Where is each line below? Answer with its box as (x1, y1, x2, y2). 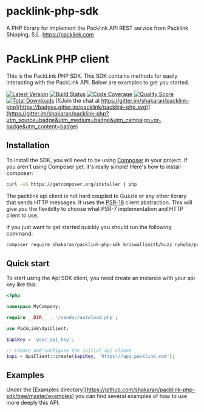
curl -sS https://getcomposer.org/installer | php (6, 181, 137, 187)
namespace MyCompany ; (6, 304, 61, 310)
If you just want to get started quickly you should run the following (6, 223, 172, 230)
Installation (6, 140, 50, 151)
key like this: (6, 281, 38, 288)
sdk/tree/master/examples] (6, 393, 74, 400)
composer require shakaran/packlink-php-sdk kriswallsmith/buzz (6, 241, 172, 247)
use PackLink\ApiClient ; (6, 325, 69, 332)
